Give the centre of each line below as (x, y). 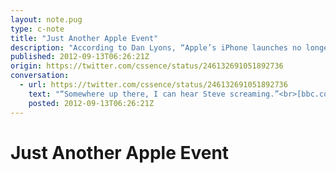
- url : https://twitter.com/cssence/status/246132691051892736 (153, 85)
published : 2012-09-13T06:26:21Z (80, 57)
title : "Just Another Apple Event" (84, 38)
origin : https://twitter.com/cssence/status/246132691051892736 (147, 66)
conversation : (40, 76)
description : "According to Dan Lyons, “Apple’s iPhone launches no (156, 47)
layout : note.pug (46, 19)
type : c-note (37, 29)
